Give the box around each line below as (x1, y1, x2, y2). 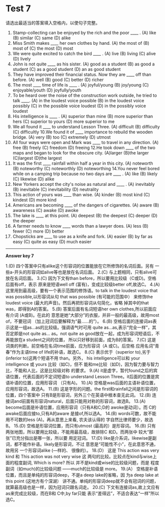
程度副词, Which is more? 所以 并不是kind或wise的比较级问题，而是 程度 (14, 459, 160, 465)
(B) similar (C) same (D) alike (12, 35, 71, 41)
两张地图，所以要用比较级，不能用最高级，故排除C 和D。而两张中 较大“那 (5, 429, 154, 435)
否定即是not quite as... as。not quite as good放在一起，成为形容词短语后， (5, 330, 156, 336)
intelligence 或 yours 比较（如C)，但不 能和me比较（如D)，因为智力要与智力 (5, 361, 160, 367)
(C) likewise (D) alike (12, 176, 54, 182)
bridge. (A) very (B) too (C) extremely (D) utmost (12, 134, 111, 140)
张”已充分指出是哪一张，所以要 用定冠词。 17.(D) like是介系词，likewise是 (5, 435, 152, 441)
